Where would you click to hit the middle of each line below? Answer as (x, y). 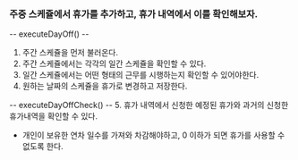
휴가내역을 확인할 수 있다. (54, 116)
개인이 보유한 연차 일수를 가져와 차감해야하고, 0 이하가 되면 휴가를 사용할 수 (153, 135)
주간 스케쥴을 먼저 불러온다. (70, 53)
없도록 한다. (43, 147)
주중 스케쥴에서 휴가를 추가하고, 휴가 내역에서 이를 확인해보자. (133, 13)
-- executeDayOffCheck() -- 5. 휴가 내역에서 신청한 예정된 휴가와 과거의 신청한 (149, 105)
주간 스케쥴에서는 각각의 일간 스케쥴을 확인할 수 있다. (114, 63)
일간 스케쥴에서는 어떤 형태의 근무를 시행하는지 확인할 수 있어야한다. (140, 75)
